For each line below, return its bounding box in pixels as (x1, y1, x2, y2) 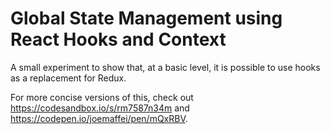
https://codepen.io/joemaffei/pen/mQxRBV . (10, 112, 188, 124)
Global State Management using (10, 7, 283, 30)
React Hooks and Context (10, 28, 227, 51)
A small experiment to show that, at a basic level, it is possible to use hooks (10, 61, 321, 73)
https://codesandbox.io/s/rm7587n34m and (10, 102, 190, 114)
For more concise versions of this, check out (10, 91, 194, 103)
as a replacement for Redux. (10, 72, 127, 84)
